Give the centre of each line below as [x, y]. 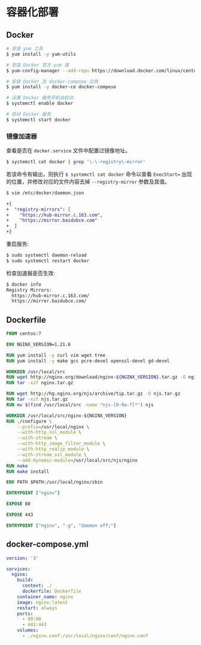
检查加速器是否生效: [31, 273]
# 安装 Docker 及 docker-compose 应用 [52, 82]
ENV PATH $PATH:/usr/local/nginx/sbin [54, 482]
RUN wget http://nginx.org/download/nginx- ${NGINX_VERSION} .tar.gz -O [96, 377]
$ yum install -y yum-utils [41, 54]
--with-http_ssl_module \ [49, 433]
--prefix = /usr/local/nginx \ [53, 427]
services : [19, 569]
